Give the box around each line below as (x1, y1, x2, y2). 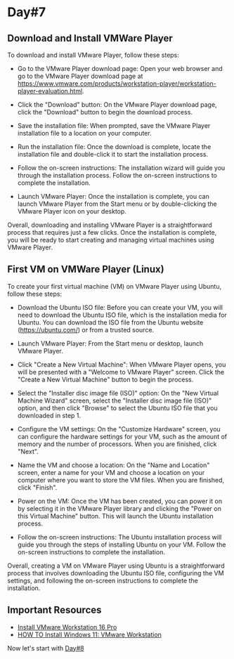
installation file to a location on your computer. (17, 129, 152, 137)
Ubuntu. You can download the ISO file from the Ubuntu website (17, 318, 204, 327)
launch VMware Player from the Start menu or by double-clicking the (17, 200, 217, 208)
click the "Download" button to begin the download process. (17, 108, 193, 116)
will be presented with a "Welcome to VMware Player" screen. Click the (17, 367, 225, 376)
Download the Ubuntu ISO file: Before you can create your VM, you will (17, 303, 223, 311)
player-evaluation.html (17, 87, 83, 95)
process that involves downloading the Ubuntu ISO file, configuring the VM (7, 568, 224, 577)
